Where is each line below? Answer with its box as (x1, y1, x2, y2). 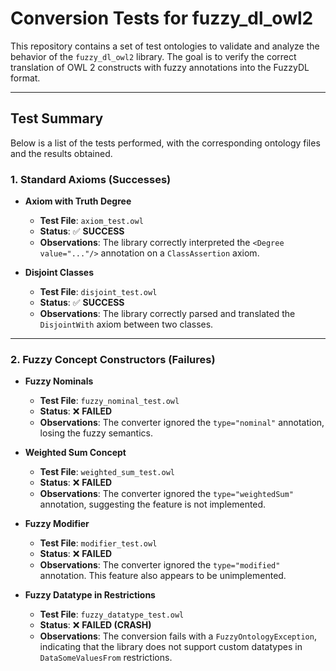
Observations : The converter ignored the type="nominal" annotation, (39, 417, 325, 429)
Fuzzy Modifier (24, 518, 90, 530)
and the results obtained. (10, 147, 113, 159)
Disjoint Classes (24, 267, 95, 279)
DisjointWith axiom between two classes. (39, 318, 214, 331)
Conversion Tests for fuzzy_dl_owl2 (10, 7, 314, 30)
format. (10, 72, 41, 84)
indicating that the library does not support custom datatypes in (39, 641, 303, 653)
